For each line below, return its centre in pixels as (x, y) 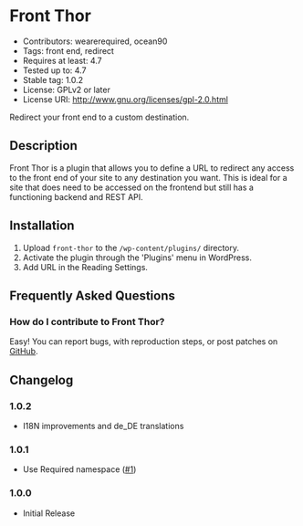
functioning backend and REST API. (76, 196)
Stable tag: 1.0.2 (53, 79)
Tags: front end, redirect (68, 50)
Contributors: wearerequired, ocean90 (95, 41)
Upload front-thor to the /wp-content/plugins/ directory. (131, 247)
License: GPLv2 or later (67, 89)
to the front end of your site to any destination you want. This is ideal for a (148, 177)
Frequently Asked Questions (93, 295)
